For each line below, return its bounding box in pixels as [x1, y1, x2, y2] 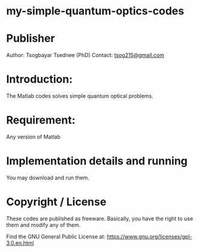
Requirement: [6, 113, 76, 127]
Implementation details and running [6, 154, 188, 168]
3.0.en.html [6, 239, 34, 247]
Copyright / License [6, 195, 107, 209]
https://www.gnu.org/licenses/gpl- [107, 233, 192, 240]
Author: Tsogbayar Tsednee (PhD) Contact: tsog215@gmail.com [6, 52, 165, 59]
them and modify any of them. [6, 221, 81, 229]
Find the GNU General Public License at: [6, 233, 106, 240]
